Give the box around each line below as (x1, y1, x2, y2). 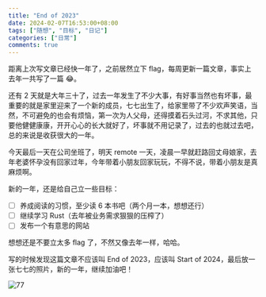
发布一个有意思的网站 (19, 221, 89, 230)
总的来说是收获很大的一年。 (8, 130, 99, 140)
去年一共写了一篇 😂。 (8, 74, 82, 83)
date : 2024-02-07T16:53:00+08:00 (8, 19, 119, 27)
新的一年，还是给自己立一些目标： (8, 184, 120, 194)
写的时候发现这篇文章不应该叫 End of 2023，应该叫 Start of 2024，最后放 (8, 255, 249, 264)
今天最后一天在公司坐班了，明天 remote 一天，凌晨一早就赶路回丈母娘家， (8, 148, 251, 157)
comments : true (8, 41, 59, 49)
